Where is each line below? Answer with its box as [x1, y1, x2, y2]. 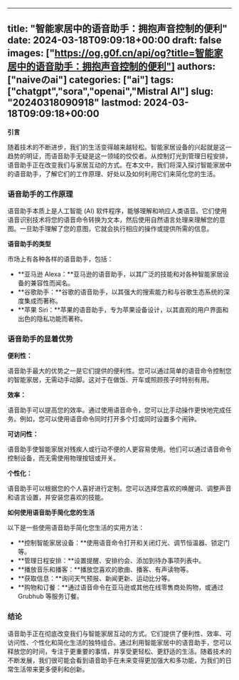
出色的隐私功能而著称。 [17, 314, 87, 323]
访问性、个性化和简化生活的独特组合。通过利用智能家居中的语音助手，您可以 [7, 638, 232, 646]
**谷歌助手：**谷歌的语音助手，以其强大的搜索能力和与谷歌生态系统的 [17, 288, 224, 297]
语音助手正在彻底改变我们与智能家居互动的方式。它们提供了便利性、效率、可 [7, 629, 232, 638]
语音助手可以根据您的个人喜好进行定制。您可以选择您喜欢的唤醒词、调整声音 [7, 484, 232, 493]
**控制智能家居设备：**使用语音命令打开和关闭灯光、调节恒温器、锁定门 [17, 539, 230, 547]
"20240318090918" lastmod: [7, 97, 142, 109]
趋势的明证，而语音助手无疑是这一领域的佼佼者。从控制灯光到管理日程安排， [7, 151, 232, 160]
